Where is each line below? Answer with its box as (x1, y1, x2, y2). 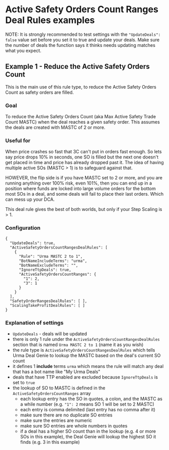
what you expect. (5, 47, 42, 54)
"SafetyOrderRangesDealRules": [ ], (10, 298, 87, 304)
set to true (12, 379, 36, 385)
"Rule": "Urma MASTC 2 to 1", (18, 254, 83, 259)
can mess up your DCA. (5, 196, 55, 202)
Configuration (5, 224, 41, 231)
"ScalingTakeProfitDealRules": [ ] (10, 303, 85, 308)
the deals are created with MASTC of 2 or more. (5, 124, 106, 130)
